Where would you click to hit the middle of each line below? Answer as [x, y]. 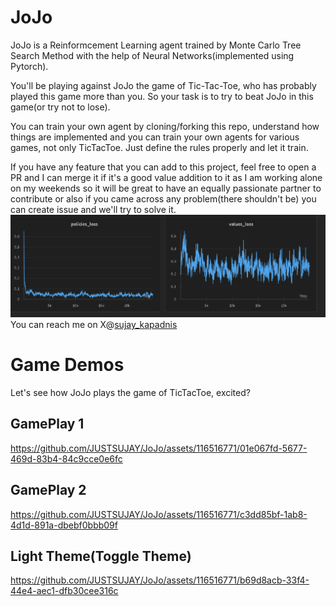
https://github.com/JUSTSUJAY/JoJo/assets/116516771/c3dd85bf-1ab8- [159, 514]
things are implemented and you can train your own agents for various [155, 137]
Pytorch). [29, 66]
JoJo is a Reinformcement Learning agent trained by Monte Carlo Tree [156, 45]
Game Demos [67, 365]
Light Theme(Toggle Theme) [101, 556]
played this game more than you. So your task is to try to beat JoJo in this [162, 96]
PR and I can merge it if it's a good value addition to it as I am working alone [166, 177]
